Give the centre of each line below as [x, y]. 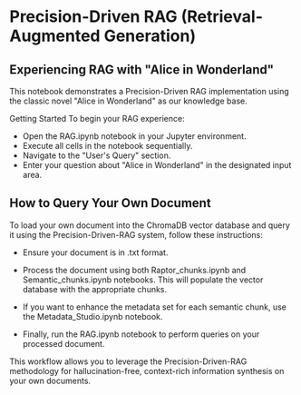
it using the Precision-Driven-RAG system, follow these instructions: [136, 234]
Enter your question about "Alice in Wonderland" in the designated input [157, 165]
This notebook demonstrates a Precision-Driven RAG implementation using [150, 91]
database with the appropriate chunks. [95, 289]
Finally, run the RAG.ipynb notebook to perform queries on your [141, 334]
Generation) [150, 36]
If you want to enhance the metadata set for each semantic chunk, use [155, 307]
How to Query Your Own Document [110, 203]
